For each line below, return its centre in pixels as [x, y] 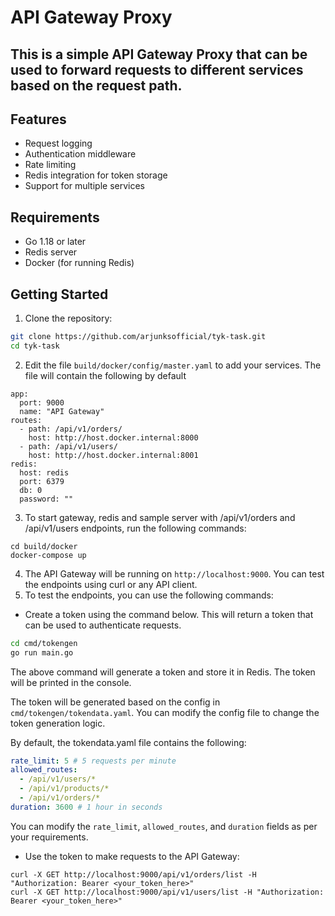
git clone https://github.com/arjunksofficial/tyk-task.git [138, 337]
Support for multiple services [84, 186]
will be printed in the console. [71, 682]
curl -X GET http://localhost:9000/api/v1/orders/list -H [133, 874]
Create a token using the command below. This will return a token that [169, 614]
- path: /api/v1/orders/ [71, 429]
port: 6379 [42, 481]
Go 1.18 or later [55, 242]
